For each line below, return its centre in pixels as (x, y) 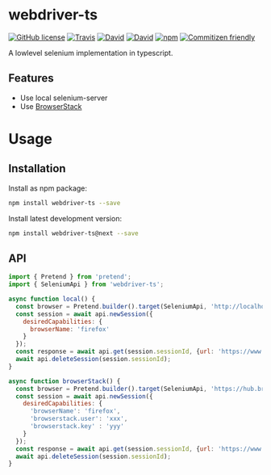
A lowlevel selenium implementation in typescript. (91, 53)
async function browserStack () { (65, 381)
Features (31, 78)
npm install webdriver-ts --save (65, 203)
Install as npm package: (48, 188)
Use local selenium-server (64, 98)
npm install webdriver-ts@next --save (73, 233)
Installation (37, 168)
